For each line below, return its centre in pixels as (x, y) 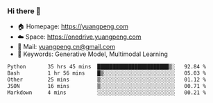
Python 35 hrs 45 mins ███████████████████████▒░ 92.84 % (107, 67)
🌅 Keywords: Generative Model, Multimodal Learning (93, 54)
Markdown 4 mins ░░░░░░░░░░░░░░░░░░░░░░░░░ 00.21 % (107, 93)
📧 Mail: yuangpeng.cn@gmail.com (66, 47)
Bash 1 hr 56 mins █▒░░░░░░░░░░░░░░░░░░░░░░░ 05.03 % (107, 73)
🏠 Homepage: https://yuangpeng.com (73, 26)
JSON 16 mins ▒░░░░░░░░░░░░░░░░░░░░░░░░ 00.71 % (107, 86)
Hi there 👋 (24, 11)
